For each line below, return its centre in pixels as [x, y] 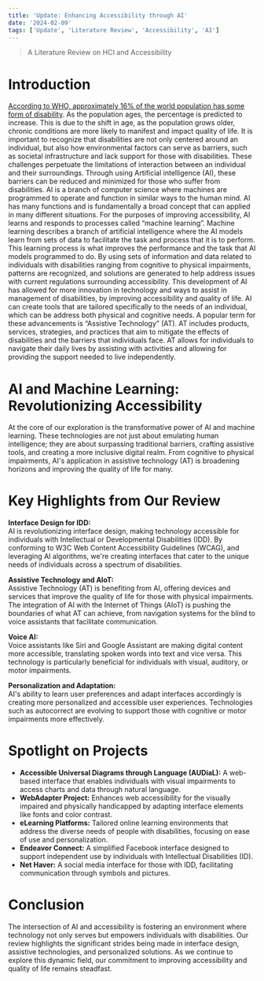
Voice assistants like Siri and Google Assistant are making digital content [126, 646]
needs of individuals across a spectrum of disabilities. [95, 565]
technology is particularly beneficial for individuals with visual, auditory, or [128, 662]
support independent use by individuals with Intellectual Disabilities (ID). [136, 857]
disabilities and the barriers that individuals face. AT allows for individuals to [131, 340]
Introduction [49, 84]
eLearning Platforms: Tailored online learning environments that [124, 823]
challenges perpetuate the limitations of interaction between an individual [127, 165]
